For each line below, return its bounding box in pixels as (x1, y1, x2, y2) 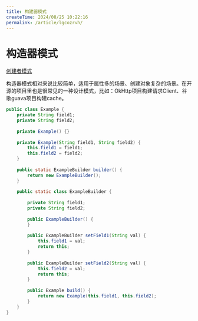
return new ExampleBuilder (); (27, 172, 101, 178)
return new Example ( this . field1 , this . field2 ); (37, 293, 157, 299)
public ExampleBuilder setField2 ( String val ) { (27, 260, 146, 266)
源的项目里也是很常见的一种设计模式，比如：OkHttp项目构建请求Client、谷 (6, 87, 187, 94)
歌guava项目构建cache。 (6, 95, 67, 102)
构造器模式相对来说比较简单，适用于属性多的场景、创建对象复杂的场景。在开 (6, 80, 192, 87)
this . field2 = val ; (37, 266, 85, 271)
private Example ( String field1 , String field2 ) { (16, 139, 141, 145)
